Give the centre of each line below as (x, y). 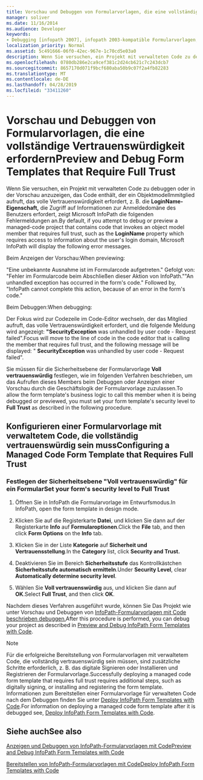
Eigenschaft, (23, 208)
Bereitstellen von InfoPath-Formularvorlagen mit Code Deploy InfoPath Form (100, 764)
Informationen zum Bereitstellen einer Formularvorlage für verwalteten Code (101, 693)
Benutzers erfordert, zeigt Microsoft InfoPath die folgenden (80, 214)
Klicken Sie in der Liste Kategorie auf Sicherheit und (81, 545)
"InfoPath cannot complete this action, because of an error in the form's (96, 289)
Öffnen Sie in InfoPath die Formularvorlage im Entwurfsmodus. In (95, 502)
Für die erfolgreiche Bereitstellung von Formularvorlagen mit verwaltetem (97, 655)
